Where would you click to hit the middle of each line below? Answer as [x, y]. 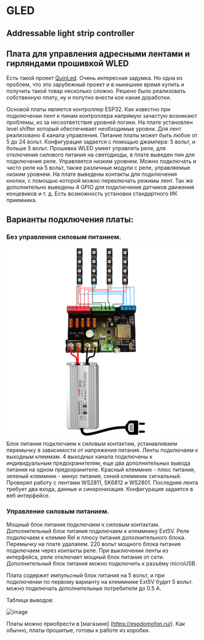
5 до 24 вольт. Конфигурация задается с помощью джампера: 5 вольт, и [101, 142]
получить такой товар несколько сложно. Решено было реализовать [96, 91]
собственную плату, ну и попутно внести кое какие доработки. [89, 98]
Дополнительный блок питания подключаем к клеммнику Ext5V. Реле [98, 531]
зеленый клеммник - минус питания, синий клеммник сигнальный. [94, 476]
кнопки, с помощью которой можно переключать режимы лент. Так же [100, 181]
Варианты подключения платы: [70, 220]
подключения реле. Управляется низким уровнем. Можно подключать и [101, 161]
